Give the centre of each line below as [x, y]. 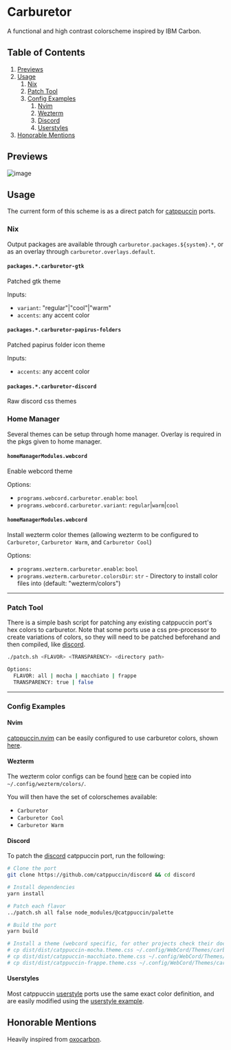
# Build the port [32, 925]
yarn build [23, 931]
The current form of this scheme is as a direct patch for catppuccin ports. [111, 211]
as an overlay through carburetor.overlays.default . [81, 251]
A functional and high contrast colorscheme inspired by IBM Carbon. [104, 31]
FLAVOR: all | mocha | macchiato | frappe [75, 676]
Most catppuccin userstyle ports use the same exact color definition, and [111, 994]
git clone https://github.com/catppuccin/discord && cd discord [101, 875]
